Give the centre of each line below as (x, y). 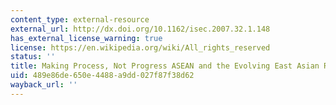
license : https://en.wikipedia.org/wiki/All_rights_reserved (140, 47)
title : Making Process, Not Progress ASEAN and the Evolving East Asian (165, 66)
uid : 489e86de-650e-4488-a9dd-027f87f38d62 (102, 76)
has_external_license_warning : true (86, 38)
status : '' (33, 57)
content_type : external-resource (80, 19)
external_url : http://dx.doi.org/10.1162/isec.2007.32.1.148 (140, 29)
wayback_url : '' (44, 85)
